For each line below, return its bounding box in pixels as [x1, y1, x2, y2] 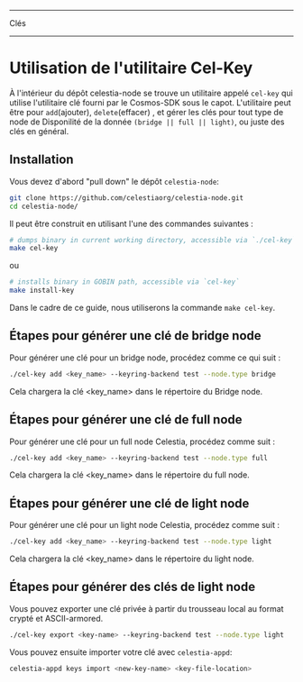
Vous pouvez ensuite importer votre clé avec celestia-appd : [9, 646, 233, 658]
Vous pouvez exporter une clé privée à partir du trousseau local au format [9, 603, 284, 614]
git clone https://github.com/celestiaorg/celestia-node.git [9, 193, 244, 203]
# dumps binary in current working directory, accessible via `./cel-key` [9, 235, 297, 244]
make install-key [9, 286, 75, 296]
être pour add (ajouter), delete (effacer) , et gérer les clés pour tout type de [9, 106, 284, 117]
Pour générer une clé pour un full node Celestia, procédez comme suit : [9, 436, 276, 447]
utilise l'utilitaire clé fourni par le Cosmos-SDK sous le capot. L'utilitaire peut [9, 96, 291, 108]
